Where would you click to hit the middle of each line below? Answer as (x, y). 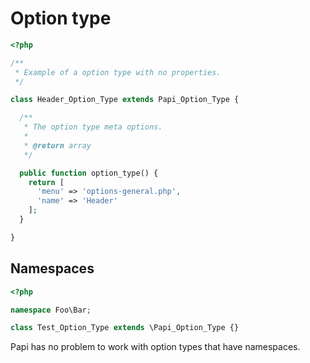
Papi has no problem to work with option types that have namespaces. (155, 347)
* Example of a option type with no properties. (118, 72)
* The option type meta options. (93, 127)
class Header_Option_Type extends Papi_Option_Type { (125, 100)
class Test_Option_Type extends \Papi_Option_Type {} (125, 328)
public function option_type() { (89, 173)
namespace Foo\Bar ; (51, 310)
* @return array (57, 145)
